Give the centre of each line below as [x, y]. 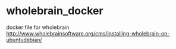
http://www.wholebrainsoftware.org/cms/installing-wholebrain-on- [88, 33]
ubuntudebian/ [24, 40]
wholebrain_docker [55, 11]
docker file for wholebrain [38, 27]
